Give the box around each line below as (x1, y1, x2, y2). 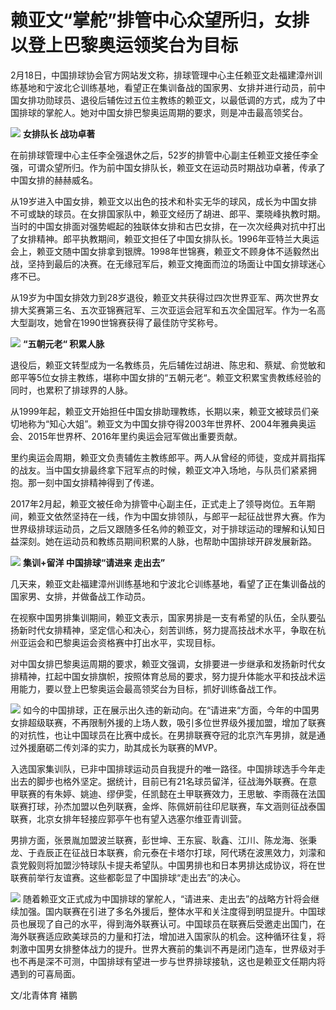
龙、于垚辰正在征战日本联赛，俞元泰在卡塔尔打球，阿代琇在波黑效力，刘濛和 (10, 846, 326, 858)
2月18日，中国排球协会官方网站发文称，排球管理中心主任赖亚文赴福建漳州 (10, 69, 314, 81)
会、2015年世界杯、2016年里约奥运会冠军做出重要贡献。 (10, 430, 243, 442)
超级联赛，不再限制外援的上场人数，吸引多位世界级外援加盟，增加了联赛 (27, 716, 326, 728)
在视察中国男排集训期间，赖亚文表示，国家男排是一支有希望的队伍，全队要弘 (10, 611, 326, 623)
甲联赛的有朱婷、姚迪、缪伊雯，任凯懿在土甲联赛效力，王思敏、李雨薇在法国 (10, 787, 326, 800)
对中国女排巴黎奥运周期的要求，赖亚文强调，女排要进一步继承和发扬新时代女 (10, 657, 326, 670)
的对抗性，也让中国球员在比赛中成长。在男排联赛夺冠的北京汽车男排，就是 (10, 729, 317, 741)
